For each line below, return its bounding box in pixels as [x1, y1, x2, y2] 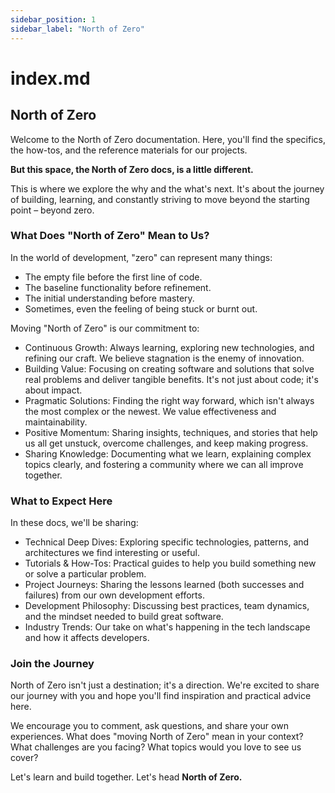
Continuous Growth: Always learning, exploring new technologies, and [24, 341, 315, 353]
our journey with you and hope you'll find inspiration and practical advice [10, 690, 312, 702]
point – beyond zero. [10, 204, 95, 216]
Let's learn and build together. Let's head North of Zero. [10, 771, 243, 783]
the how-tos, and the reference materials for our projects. [10, 144, 248, 156]
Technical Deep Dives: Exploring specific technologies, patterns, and [24, 536, 310, 548]
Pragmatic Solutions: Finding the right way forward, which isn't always [24, 394, 315, 406]
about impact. [24, 384, 83, 396]
